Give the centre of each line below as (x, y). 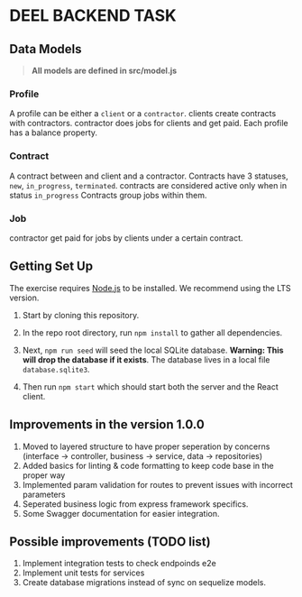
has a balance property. (53, 133)
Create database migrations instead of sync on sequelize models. (144, 583)
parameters (44, 494)
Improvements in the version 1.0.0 (107, 425)
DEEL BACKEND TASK (93, 16)
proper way (44, 475)
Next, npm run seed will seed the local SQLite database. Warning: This (153, 350)
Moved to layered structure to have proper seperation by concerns (146, 446)
